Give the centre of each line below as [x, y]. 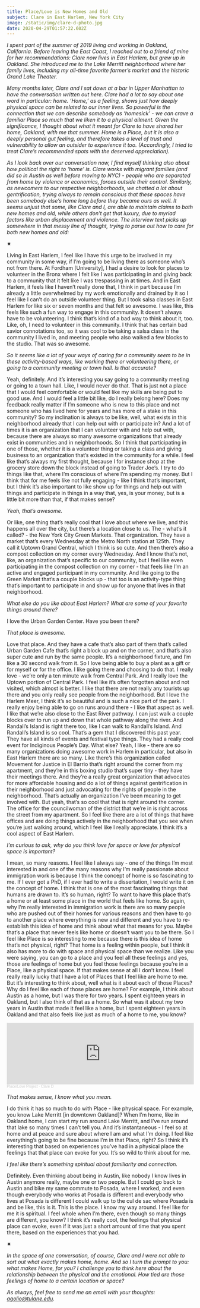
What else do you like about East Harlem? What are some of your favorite [97, 603]
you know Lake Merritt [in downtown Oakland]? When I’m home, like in [93, 1115]
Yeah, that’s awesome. [35, 511]
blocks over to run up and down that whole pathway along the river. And [95, 720]
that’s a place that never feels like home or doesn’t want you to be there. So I [100, 932]
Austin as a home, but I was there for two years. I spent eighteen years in [96, 995]
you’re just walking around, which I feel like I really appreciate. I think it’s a [97, 827]
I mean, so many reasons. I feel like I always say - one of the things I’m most [100, 863]
